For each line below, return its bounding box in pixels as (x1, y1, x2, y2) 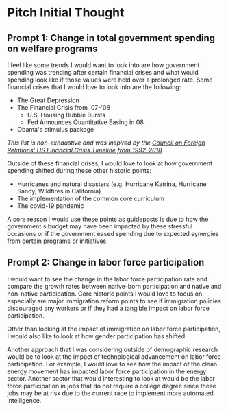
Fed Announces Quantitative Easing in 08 (27, 118, 144, 126)
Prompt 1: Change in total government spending (7, 32, 216, 44)
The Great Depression (16, 96, 80, 104)
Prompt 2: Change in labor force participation (7, 257, 205, 268)
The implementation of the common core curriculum (16, 194, 165, 202)
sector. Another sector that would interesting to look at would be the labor (7, 374, 216, 382)
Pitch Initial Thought (7, 5, 125, 21)
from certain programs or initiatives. (7, 237, 108, 245)
